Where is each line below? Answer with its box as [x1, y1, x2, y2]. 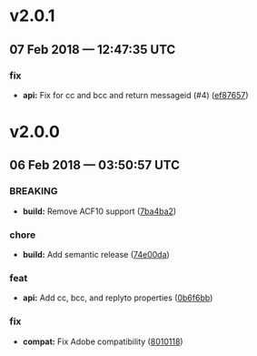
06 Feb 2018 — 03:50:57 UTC [9, 158, 180, 173]
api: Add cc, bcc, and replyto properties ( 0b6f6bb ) [22, 292, 213, 303]
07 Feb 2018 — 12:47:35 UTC [9, 42, 176, 57]
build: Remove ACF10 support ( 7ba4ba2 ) [22, 206, 177, 217]
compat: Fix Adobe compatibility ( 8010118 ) [22, 336, 183, 347]
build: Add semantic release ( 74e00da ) [22, 249, 170, 260]
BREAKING [9, 185, 58, 198]
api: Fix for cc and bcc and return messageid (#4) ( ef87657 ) [22, 89, 249, 100]
